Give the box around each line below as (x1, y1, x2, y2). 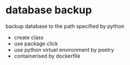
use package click (13, 40, 58, 47)
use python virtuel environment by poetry (13, 46, 115, 53)
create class (13, 34, 44, 41)
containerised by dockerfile (13, 52, 80, 59)
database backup (5, 3, 92, 17)
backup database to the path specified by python (5, 23, 124, 30)
